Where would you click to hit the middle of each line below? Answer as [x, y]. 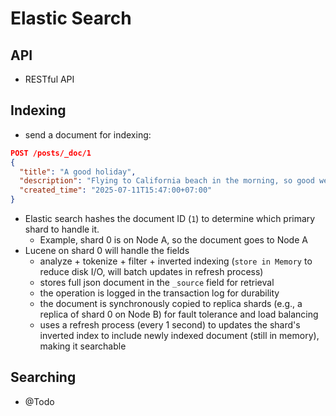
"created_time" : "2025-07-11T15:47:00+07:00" [116, 190]
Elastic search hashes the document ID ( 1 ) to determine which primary [170, 219]
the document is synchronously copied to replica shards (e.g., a [171, 304]
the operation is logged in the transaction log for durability [159, 293]
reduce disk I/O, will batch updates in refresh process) [151, 272]
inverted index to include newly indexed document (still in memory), [179, 336]
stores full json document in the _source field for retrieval [157, 283]
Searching [43, 377]
